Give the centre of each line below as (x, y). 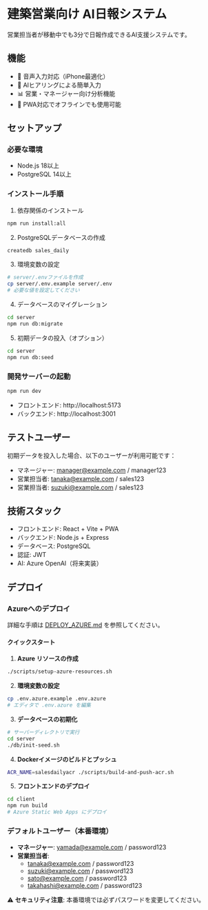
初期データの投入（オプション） (62, 338)
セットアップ (34, 128)
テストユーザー (39, 437)
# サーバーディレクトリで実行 (43, 732)
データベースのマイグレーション (62, 305)
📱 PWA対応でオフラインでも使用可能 (69, 104)
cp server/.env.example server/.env (60, 284)
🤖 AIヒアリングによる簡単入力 (59, 85)
